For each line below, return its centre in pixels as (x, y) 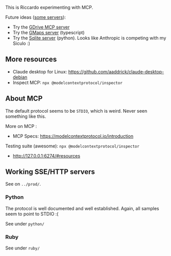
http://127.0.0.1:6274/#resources (46, 156)
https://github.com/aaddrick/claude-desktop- (116, 71)
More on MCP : (21, 126)
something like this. (26, 116)
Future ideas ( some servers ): (36, 17)
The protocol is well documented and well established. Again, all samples (82, 208)
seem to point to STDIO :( (32, 214)
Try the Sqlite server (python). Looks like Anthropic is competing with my (89, 38)
